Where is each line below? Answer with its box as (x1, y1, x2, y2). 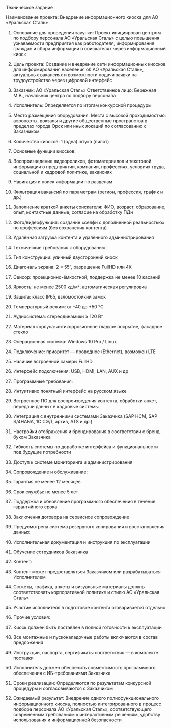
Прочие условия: (13, 614, 50, 621)
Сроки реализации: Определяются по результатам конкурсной (13, 680, 152, 686)
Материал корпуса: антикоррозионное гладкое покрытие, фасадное (13, 323, 162, 329)
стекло (13, 329, 28, 335)
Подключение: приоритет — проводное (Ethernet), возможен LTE (13, 348, 156, 355)
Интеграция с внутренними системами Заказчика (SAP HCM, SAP (13, 413, 157, 419)
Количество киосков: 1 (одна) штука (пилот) (13, 139, 109, 144)
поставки (13, 655, 34, 661)
